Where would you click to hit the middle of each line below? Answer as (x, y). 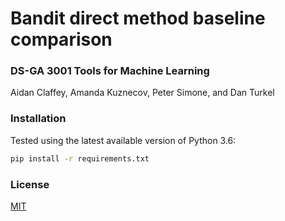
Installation (38, 119)
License (30, 184)
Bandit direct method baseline (138, 18)
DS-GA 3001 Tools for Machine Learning (110, 71)
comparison (61, 39)
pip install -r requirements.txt (80, 158)
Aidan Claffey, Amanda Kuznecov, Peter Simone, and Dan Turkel (142, 93)
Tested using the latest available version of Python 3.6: (123, 140)
